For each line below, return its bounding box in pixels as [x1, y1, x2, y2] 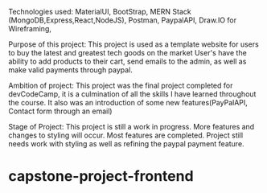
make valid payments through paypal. [8, 65, 133, 75]
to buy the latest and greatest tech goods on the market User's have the [8, 48, 247, 57]
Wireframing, [8, 24, 52, 33]
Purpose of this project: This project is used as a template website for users [8, 39, 259, 49]
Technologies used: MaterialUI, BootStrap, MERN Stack [8, 7, 191, 16]
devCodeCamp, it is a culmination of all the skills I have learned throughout [8, 89, 257, 99]
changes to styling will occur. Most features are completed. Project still [8, 130, 244, 140]
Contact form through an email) [8, 106, 113, 116]
